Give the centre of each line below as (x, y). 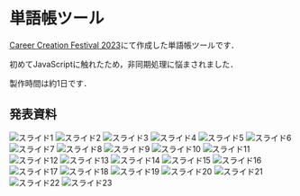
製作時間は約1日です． (50, 83)
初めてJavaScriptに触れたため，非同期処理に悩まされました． (124, 64)
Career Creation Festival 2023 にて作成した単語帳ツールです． (124, 45)
